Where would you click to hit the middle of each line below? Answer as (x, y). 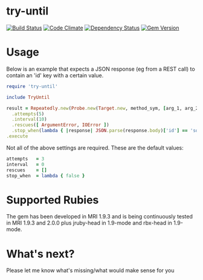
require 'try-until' (32, 86)
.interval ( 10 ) (29, 119)
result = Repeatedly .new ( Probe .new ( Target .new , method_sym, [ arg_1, (94, 108)
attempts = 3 (25, 159)
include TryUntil (28, 97)
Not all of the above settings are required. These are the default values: (95, 148)
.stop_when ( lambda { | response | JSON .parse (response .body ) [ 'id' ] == (100, 131)
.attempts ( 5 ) (28, 114)
